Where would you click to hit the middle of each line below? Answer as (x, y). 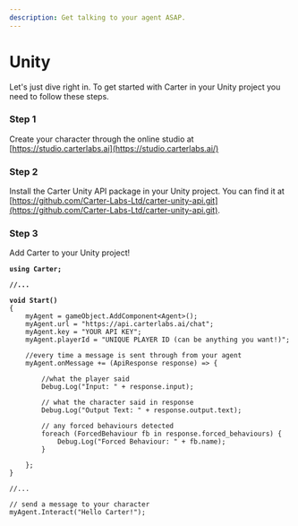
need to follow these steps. (59, 96)
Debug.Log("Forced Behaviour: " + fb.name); (141, 442)
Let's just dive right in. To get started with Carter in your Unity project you (145, 87)
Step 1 (23, 119)
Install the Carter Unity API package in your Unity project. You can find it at (147, 191)
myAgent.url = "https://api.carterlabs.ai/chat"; (120, 324)
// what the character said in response (118, 403)
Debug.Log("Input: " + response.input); (118, 387)
